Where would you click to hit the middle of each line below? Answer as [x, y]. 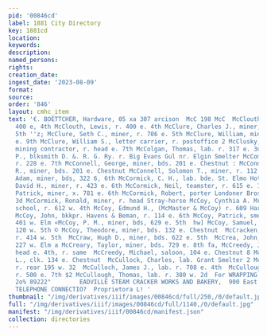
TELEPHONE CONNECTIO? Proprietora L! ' [83, 290]
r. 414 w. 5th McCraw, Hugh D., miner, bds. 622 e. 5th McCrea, [128, 238]
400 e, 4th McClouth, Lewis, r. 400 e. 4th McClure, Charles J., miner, [138, 127]
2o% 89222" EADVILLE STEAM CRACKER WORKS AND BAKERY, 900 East [137, 282]
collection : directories [49, 319]
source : [21, 97]
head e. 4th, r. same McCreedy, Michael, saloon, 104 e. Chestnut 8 [133, 252]
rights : [21, 68]
